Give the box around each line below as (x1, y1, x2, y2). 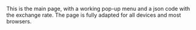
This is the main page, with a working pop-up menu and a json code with (6, 5, 190, 12)
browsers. (6, 18, 32, 25)
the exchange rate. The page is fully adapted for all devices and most (6, 11, 181, 19)
